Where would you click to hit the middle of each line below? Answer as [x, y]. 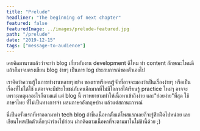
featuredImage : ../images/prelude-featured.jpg [68, 29]
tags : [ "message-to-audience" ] [46, 46]
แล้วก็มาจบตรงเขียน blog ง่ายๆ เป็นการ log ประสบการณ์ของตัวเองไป [76, 70]
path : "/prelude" [28, 35]
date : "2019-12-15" [31, 40]
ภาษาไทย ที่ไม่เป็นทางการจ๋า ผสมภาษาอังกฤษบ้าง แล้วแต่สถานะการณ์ [75, 102]
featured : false [27, 23]
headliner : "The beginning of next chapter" [64, 18]
